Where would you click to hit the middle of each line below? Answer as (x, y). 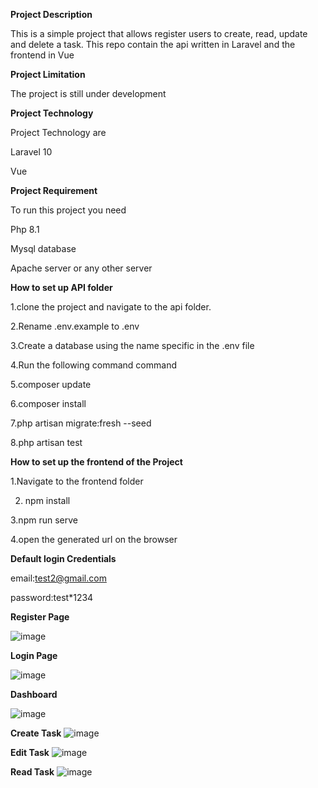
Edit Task (30, 752)
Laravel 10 (31, 152)
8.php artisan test (46, 442)
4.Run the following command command (93, 365)
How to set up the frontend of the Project (96, 462)
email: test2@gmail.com (58, 578)
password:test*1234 (52, 597)
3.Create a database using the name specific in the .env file (132, 345)
